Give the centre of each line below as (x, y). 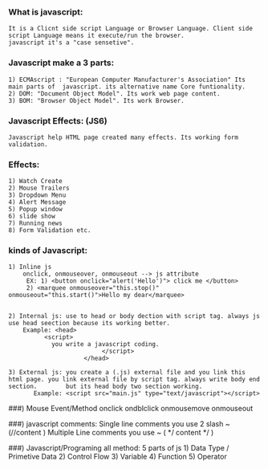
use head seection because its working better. (89, 324)
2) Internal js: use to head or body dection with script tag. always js (134, 316)
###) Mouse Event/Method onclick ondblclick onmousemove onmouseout (131, 409)
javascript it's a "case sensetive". (71, 43)
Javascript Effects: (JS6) (58, 120)
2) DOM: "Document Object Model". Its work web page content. (114, 94)
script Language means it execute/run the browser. (96, 36)
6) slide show (32, 216)
